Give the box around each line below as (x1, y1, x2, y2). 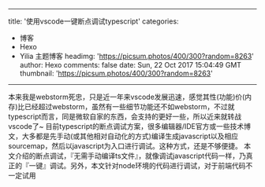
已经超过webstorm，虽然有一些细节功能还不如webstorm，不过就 (24, 102, 235, 111)
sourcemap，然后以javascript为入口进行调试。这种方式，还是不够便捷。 (8, 141, 243, 150)
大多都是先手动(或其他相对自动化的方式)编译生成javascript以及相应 (21, 131, 239, 141)
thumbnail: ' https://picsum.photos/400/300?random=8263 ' (19, 68, 213, 78)
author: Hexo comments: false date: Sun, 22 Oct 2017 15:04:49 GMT (19, 60, 242, 69)
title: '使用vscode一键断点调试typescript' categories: (8, 16, 179, 26)
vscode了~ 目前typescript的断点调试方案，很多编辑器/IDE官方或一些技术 (8, 122, 244, 130)
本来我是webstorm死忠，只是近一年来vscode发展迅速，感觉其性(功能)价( (8, 92, 245, 101)
